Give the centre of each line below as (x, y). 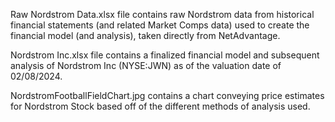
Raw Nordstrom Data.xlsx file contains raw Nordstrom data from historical (162, 14)
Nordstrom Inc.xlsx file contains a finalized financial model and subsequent (165, 55)
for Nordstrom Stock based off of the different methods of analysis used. (160, 106)
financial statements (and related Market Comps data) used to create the (160, 25)
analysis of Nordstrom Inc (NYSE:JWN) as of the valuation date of (146, 65)
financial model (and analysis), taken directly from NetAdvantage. (145, 35)
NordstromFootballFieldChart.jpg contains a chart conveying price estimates (167, 95)
